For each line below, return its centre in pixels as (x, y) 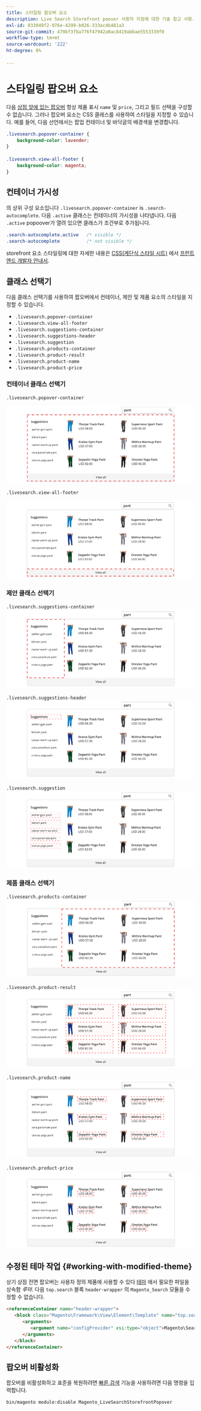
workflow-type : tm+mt (33, 38)
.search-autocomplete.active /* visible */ (64, 235)
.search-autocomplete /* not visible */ (69, 241)
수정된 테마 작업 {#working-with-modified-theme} (99, 1267)
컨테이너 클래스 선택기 (36, 384)
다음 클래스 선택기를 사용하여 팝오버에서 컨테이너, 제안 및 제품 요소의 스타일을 (96, 297)
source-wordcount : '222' (37, 44)
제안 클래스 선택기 (31, 593)
